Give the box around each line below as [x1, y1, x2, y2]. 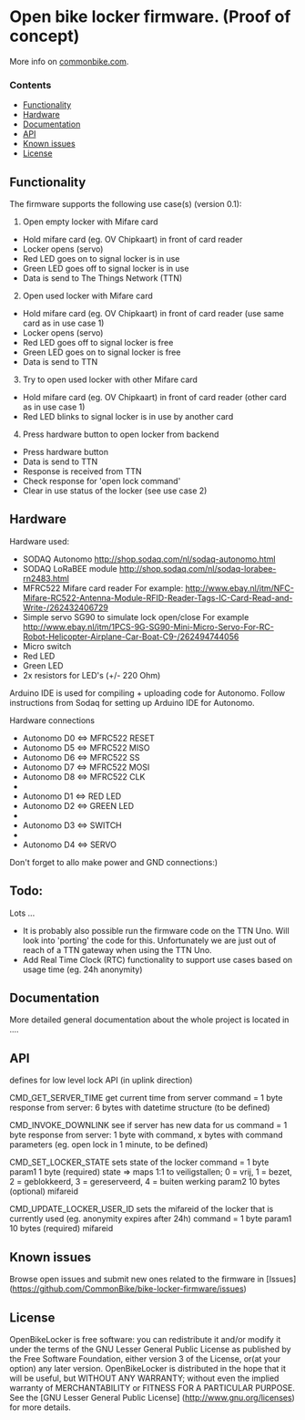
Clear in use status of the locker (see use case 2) [22, 485, 208, 496]
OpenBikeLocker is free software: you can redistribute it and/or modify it [9, 1333, 281, 1344]
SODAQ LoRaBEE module [22, 563, 118, 574]
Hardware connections [9, 714, 96, 726]
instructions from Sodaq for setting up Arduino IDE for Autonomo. [9, 697, 255, 708]
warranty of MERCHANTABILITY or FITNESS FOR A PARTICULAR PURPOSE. [9, 1382, 296, 1393]
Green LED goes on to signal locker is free [22, 347, 181, 358]
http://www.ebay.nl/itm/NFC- [185, 582, 294, 594]
